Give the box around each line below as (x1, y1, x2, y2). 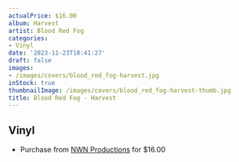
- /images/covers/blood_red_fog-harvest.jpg (8, 71, 160, 79)
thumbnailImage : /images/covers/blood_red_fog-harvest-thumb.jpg (8, 86, 231, 95)
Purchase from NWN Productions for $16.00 (19, 145, 166, 155)
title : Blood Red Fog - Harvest (8, 94, 116, 102)
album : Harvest (8, 19, 59, 27)
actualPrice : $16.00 (8, 11, 78, 20)
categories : (8, 34, 48, 43)
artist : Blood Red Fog (8, 26, 84, 34)
